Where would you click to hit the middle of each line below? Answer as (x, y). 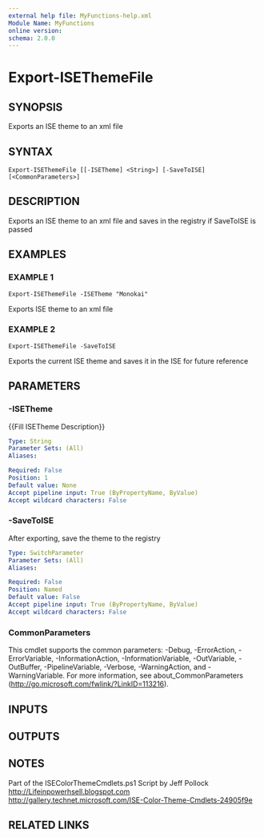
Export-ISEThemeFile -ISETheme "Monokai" (78, 294)
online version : (35, 30)
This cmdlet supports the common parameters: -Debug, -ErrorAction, (123, 650)
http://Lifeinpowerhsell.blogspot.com (69, 791)
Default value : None (43, 485)
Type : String (30, 441)
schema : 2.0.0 (32, 38)
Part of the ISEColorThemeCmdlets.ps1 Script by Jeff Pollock (109, 783)
